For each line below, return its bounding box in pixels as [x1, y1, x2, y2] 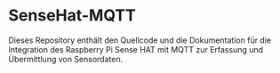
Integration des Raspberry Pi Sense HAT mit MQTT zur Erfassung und [8, 44, 264, 54]
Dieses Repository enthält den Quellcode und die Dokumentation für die [8, 35, 272, 45]
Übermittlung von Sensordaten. [8, 53, 124, 64]
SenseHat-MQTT [8, 5, 137, 26]
